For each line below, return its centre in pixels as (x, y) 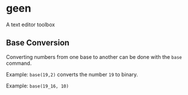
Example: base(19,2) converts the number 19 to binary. (72, 74)
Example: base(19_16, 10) (37, 86)
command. (19, 63)
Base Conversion (38, 43)
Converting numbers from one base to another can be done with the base (94, 57)
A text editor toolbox (31, 24)
